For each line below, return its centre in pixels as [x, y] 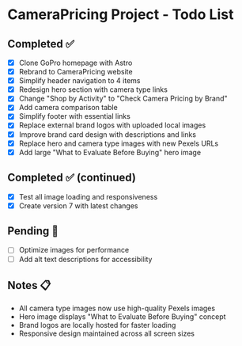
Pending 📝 [33, 231]
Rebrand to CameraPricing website [76, 72]
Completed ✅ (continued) [72, 178]
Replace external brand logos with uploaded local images [112, 125]
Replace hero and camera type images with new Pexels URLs [119, 143]
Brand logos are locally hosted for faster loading [97, 325]
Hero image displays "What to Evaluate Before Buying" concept [122, 317]
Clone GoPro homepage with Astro [76, 63]
